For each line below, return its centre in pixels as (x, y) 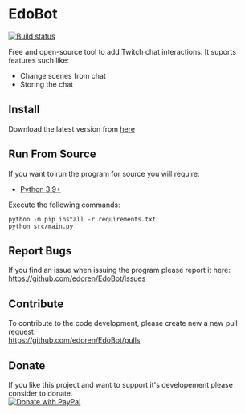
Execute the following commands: (64, 205)
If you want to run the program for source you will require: (104, 173)
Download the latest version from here (71, 128)
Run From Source (52, 154)
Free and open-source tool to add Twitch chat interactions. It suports (122, 51)
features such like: (39, 60)
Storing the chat (47, 84)
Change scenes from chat (63, 75)
